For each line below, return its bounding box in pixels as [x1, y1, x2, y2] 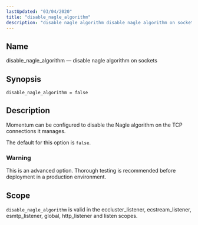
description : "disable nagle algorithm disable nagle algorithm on [6, 19, 176, 25]
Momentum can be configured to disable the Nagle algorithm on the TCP [6, 121, 183, 128]
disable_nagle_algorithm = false [6, 90, 88, 95]
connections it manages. [6, 127, 66, 134]
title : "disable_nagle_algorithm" [6, 14, 91, 20]
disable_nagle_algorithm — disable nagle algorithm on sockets [6, 57, 158, 64]
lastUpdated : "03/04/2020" [6, 8, 72, 15]
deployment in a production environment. [6, 173, 107, 180]
